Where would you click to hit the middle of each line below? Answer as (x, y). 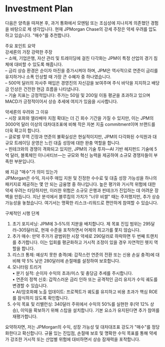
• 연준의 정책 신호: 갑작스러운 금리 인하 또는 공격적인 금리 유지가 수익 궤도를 (85, 279)
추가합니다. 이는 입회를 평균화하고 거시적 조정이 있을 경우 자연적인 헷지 (85, 242)
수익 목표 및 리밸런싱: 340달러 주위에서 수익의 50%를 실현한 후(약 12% (81, 304)
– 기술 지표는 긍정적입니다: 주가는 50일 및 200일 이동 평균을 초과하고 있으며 (78, 95)
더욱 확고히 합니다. (23, 130)
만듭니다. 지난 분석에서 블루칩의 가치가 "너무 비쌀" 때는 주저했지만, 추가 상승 (87, 196)
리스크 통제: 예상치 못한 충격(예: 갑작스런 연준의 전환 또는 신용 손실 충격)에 (83, 255)
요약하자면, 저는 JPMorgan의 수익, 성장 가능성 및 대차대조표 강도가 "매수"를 (78, 327)
